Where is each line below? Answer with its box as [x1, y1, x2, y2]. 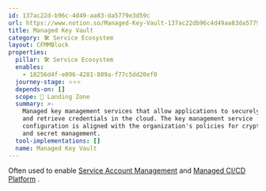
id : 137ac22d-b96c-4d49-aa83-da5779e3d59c [8, 11, 150, 20]
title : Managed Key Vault [8, 26, 93, 34]
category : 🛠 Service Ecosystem [8, 33, 114, 42]
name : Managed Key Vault [15, 144, 97, 152]
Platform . [8, 174, 40, 184]
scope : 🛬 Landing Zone [15, 93, 90, 101]
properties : [8, 48, 47, 56]
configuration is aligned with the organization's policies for [22, 122, 239, 130]
